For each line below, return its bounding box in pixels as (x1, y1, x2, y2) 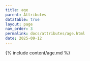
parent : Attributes (5, 12, 47, 17)
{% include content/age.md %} (5, 49, 70, 56)
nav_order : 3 (5, 26, 33, 32)
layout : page (5, 21, 33, 27)
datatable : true (5, 17, 40, 22)
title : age (5, 7, 28, 13)
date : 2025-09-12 (5, 36, 42, 41)
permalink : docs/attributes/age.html (5, 31, 85, 36)
